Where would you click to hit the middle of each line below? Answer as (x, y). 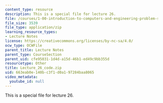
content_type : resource (29, 9)
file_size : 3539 (21, 23)
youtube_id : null (27, 81)
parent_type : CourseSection (33, 54)
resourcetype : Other (26, 63)
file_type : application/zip (33, 28)
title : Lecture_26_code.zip (33, 68)
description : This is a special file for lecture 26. (61, 14)
